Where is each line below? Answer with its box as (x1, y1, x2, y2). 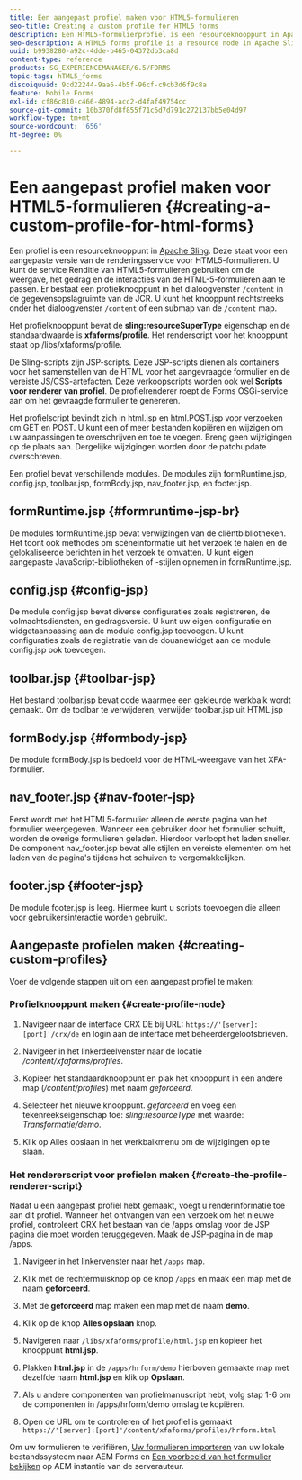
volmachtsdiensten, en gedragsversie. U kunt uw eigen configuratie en (9, 616, 272, 627)
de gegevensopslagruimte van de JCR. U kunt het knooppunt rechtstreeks (9, 293, 285, 304)
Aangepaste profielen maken (9, 938, 175, 953)
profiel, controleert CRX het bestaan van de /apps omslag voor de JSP (9, 1220, 270, 1230)
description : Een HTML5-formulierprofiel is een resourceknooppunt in (9, 30, 280, 39)
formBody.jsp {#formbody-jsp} (9, 731, 188, 746)
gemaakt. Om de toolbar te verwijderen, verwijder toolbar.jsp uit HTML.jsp (9, 704, 283, 715)
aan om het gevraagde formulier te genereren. (9, 395, 181, 405)
